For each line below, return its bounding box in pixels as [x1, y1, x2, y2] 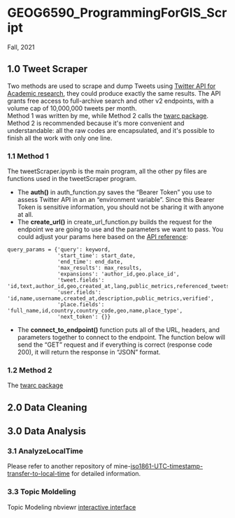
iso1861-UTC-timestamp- [130, 462, 204, 470]
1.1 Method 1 [7, 151, 49, 161]
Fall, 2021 [7, 43, 35, 51]
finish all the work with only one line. [7, 134, 113, 142]
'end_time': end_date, [57, 259, 124, 266]
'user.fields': [57, 289, 101, 296]
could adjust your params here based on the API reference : [17, 233, 189, 241]
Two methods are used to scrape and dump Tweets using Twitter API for [7, 82, 216, 90]
